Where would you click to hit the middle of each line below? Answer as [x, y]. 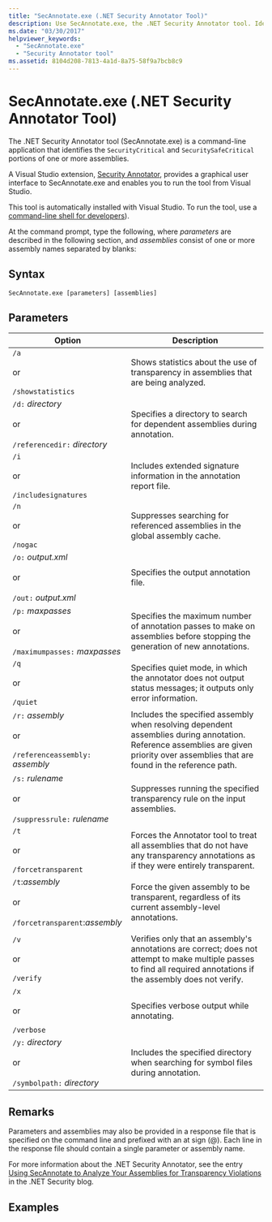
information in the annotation [186, 476]
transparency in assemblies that [191, 373]
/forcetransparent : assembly [68, 922]
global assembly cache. [176, 536]
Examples [34, 1207]
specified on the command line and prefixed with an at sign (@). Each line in [135, 1140]
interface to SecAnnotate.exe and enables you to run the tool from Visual [130, 183]
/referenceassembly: [52, 755]
